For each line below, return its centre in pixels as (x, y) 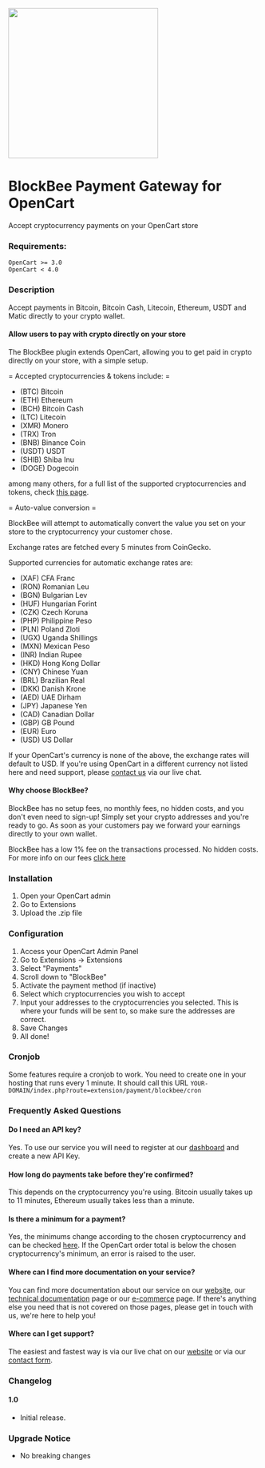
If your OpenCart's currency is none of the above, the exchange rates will (129, 755)
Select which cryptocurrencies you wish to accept (102, 993)
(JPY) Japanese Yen (53, 705)
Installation (31, 878)
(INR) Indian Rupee (51, 654)
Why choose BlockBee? (49, 790)
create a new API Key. (44, 1156)
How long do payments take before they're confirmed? (101, 1174)
